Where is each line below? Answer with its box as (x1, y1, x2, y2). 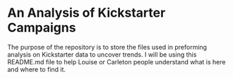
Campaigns (7, 20, 76, 36)
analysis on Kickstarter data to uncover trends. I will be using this (7, 50, 197, 59)
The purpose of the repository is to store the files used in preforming (7, 43, 207, 51)
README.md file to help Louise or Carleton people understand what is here (7, 57, 226, 66)
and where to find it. (7, 65, 66, 73)
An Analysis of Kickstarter (7, 5, 166, 21)
